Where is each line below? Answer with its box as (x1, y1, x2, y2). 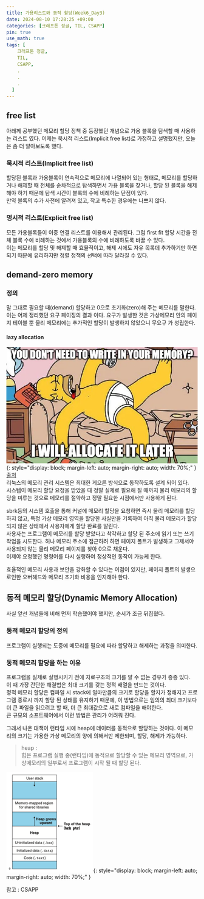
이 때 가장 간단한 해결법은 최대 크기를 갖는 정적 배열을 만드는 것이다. (6, 681, 166, 688)
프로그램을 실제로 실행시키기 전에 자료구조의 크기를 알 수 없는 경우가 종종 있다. (6, 673, 191, 680)
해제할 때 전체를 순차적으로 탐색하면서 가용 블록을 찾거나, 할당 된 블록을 (17, 182, 186, 189)
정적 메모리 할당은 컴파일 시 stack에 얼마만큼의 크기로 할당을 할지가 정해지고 (6, 688, 187, 696)
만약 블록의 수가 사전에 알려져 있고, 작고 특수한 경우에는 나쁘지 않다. (6, 197, 166, 204)
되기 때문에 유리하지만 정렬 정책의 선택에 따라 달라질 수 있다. (6, 252, 149, 259)
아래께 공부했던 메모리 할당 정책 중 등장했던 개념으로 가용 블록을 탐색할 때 (6, 127, 180, 134)
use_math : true (6, 35, 45, 42)
